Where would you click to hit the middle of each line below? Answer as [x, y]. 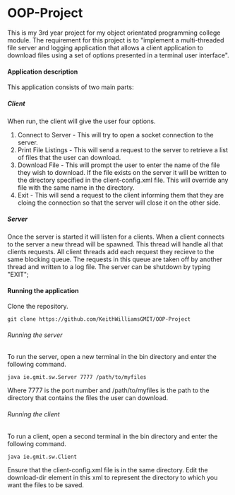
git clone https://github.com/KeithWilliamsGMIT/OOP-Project [99, 319]
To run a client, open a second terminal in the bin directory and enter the [113, 436]
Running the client [34, 414]
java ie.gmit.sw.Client [42, 457]
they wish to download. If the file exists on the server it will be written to [122, 173]
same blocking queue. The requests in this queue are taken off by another [115, 259]
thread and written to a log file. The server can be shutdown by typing [109, 267]
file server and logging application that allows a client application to [105, 47]
